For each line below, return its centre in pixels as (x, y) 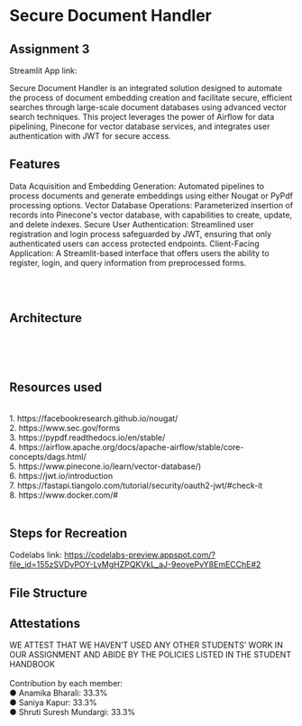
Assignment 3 (50, 49)
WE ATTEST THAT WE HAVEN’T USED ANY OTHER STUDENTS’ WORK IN (146, 645)
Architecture (46, 318)
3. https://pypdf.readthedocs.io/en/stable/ (87, 437)
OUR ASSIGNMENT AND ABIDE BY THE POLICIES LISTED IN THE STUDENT (150, 655)
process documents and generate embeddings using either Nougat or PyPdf (151, 196)
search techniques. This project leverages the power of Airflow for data (142, 117)
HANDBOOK (32, 665)
